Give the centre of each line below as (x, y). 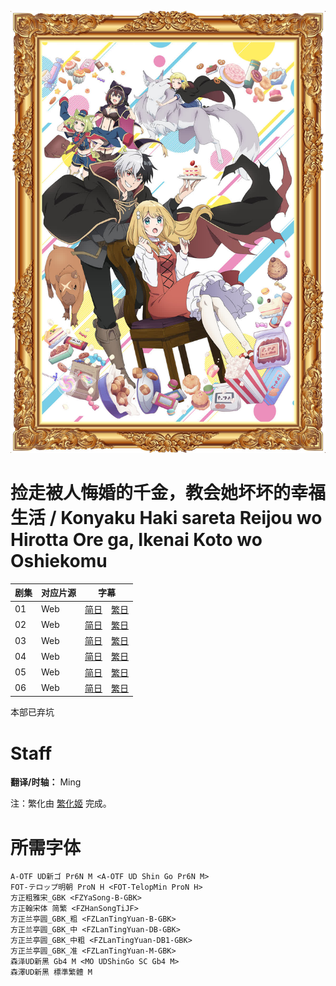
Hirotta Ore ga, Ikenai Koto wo (136, 540)
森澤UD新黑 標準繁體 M (51, 972)
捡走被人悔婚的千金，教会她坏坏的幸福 (168, 493)
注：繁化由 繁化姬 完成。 (61, 803)
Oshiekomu (59, 561)
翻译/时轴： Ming (46, 782)
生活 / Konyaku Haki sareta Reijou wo (166, 518)
